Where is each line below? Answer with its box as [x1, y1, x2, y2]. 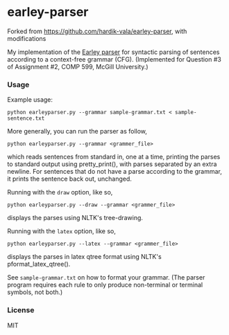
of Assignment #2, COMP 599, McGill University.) [7, 62, 149, 71]
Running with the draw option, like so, [7, 188, 113, 197]
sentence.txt [7, 115, 45, 122]
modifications [7, 34, 46, 42]
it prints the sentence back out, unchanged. [7, 174, 132, 183]
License [7, 305, 35, 315]
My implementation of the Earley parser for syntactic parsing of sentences [7, 48, 220, 56]
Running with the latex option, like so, [7, 227, 117, 235]
